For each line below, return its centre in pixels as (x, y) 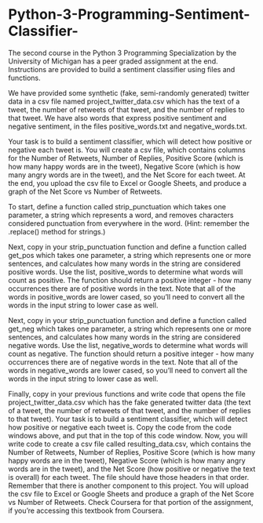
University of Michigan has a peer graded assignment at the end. (113, 61)
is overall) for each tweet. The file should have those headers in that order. (129, 477)
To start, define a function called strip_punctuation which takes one (117, 206)
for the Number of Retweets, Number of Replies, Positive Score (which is (126, 158)
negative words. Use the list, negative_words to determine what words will (128, 345)
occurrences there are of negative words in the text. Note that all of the (123, 361)
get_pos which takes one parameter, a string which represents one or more (130, 255)
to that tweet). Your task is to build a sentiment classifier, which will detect (128, 419)
